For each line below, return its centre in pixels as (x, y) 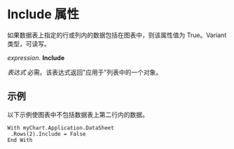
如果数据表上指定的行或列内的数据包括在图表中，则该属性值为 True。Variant (117, 35)
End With (20, 140)
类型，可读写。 (29, 43)
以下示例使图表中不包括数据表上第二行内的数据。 (78, 114)
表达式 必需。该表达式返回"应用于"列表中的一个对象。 (85, 72)
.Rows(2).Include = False (48, 134)
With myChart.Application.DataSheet (61, 128)
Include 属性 (43, 14)
